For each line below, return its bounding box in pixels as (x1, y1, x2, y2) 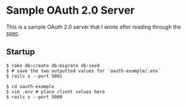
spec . (6, 29, 20, 36)
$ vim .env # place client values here (6, 89, 105, 95)
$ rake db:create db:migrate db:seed (6, 63, 100, 68)
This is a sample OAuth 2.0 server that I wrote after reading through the (6, 23, 182, 30)
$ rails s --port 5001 (6, 73, 63, 79)
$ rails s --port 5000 (6, 93, 63, 100)
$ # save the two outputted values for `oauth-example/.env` (6, 68, 161, 74)
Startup (6, 47, 35, 57)
